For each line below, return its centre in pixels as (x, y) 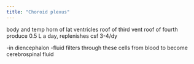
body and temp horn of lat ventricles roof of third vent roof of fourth (92, 29)
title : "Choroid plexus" (38, 12)
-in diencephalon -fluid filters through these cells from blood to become (97, 48)
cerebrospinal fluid (30, 54)
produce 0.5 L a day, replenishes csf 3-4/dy (62, 36)
